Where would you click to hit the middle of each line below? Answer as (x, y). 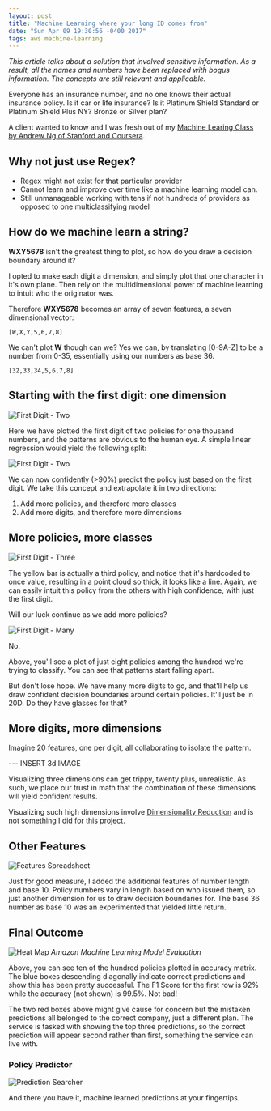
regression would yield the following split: (78, 448)
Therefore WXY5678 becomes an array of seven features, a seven (120, 309)
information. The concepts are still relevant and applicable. (107, 79)
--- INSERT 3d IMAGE (44, 764)
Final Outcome (46, 932)
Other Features (47, 846)
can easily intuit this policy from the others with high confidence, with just (131, 590)
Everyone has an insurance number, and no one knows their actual (119, 95)
